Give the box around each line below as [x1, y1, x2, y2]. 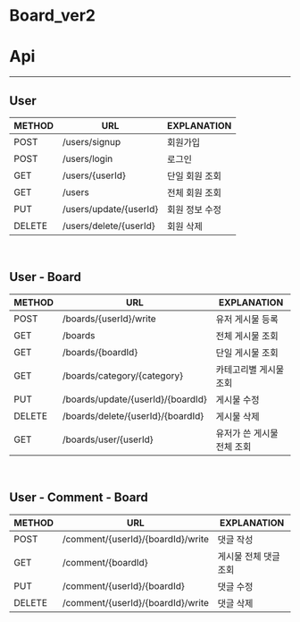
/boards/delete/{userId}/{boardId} [62, 409, 204, 422]
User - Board [9, 269, 82, 285]
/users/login [62, 152, 113, 165]
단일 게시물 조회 [215, 346, 279, 359]
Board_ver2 [9, 5, 96, 26]
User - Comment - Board [9, 490, 149, 506]
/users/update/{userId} [62, 202, 159, 215]
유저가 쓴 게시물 [215, 427, 279, 439]
